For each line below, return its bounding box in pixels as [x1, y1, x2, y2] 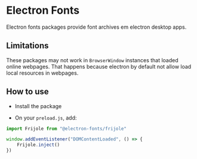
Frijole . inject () [17, 142, 60, 148]
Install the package [14, 102, 62, 109]
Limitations [6, 41, 49, 51]
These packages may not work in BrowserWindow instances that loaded [6, 56, 179, 63]
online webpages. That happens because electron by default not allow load [6, 63, 192, 70]
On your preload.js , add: [14, 114, 77, 121]
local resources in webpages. [6, 69, 79, 77]
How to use [6, 87, 49, 97]
